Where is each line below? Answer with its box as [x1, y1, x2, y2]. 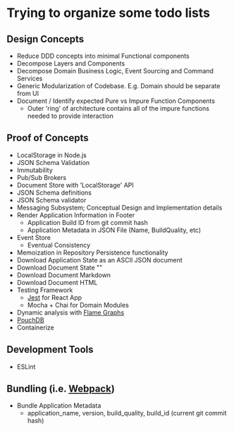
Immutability [16, 166, 54, 174]
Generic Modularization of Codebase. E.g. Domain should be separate [16, 82, 221, 90]
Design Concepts [6, 33, 85, 45]
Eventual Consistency [27, 241, 91, 249]
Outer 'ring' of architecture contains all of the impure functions [27, 104, 209, 112]
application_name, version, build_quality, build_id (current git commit [27, 409, 227, 418]
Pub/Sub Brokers [16, 173, 67, 181]
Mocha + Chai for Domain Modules [27, 301, 130, 309]
